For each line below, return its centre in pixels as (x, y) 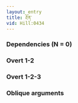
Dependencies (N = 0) (39, 44)
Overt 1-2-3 (24, 77)
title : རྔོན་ (19, 18)
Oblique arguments (35, 93)
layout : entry (24, 12)
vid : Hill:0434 (25, 23)
